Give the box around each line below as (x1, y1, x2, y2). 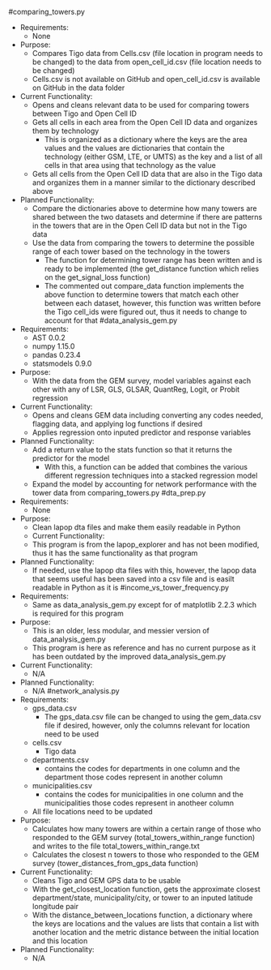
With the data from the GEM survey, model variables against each (32, 376, 252, 385)
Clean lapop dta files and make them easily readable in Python (32, 522, 241, 532)
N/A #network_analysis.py (32, 686, 120, 696)
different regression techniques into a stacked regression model (44, 470, 258, 480)
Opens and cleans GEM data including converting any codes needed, (32, 410, 264, 420)
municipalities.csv (32, 781, 93, 790)
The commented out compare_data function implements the (44, 281, 244, 290)
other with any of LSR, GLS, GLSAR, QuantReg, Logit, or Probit (32, 384, 240, 394)
